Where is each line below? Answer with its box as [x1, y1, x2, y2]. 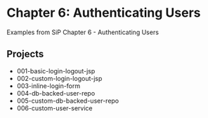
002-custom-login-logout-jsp [16, 74, 103, 82]
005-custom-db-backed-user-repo [16, 96, 119, 105]
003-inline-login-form [16, 82, 81, 90]
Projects [6, 48, 44, 60]
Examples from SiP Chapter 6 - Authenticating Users [6, 28, 160, 36]
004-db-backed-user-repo [16, 89, 96, 97]
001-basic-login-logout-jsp [16, 66, 96, 75]
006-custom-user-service [16, 103, 93, 112]
